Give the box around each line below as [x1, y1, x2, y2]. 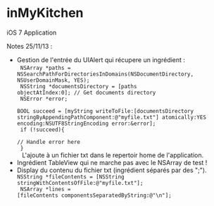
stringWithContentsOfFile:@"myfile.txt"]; [16, 179, 144, 186]
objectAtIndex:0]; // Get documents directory [16, 89, 156, 96]
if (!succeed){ [20, 126, 65, 133]
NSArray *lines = [20, 186, 71, 193]
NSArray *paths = [20, 64, 71, 71]
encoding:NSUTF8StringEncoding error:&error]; [16, 120, 156, 127]
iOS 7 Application [6, 28, 57, 37]
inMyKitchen [6, 5, 84, 21]
